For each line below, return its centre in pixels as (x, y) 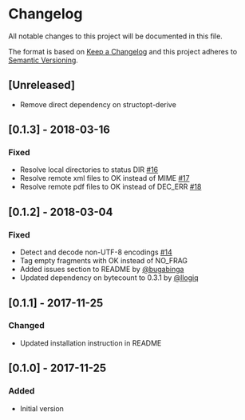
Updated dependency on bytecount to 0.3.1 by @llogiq (109, 278)
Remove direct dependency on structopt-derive (98, 104)
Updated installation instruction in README (91, 343)
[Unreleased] (42, 85)
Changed (27, 326)
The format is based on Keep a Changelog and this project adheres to (123, 51)
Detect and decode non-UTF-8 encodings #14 (96, 252)
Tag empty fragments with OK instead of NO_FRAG (104, 261)
